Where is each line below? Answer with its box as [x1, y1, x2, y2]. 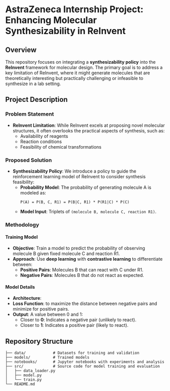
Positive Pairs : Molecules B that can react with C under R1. [20, 267, 144, 273]
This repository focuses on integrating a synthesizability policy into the [5, 59, 156, 65]
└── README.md [5, 382, 36, 387]
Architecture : [12, 295, 42, 301]
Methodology [5, 221, 40, 228]
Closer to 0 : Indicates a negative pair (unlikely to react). [20, 317, 137, 323]
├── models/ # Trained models [5, 355, 90, 360]
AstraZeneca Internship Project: [5, 4, 144, 15]
